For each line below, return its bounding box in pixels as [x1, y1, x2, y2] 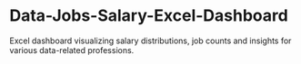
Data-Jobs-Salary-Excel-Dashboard [9, 5, 288, 26]
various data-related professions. [9, 44, 135, 55]
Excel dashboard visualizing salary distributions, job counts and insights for [9, 35, 292, 46]
